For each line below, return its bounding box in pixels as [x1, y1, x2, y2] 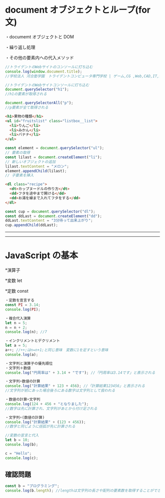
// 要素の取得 [5, 150, 30, 155]
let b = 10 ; [5, 438, 29, 443]
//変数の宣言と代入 [5, 433, 39, 438]
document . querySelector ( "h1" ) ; [5, 87, 69, 92]
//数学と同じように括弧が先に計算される [5, 424, 76, 429]
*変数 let [5, 277, 23, 283]
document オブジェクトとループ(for [5, 4, 151, 16]
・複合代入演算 [5, 316, 31, 321]
